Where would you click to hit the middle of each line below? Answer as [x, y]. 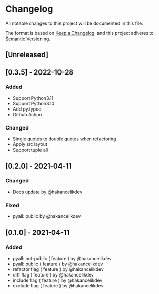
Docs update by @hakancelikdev [47, 192]
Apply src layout [30, 144]
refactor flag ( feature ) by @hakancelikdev [58, 269]
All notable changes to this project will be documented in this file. [74, 23]
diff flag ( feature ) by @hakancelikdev [53, 274]
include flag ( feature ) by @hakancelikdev [57, 280]
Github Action [27, 115]
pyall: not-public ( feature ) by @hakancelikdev [62, 258]
